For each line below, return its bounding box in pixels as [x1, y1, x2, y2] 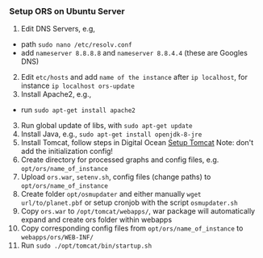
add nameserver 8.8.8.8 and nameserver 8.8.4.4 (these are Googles [20, 48, 248, 58]
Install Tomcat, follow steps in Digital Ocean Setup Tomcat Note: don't [20, 138, 254, 148]
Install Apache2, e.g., [20, 89, 92, 99]
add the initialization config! [20, 147, 114, 156]
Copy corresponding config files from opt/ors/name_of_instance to [20, 223, 244, 233]
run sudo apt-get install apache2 [20, 105, 136, 114]
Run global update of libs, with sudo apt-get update [20, 121, 193, 131]
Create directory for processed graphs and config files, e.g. [20, 155, 219, 164]
